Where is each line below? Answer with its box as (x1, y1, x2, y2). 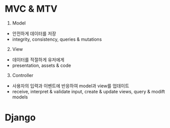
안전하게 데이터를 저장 (12, 30, 57, 36)
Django (5, 112, 36, 123)
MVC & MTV (5, 3, 58, 15)
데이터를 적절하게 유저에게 (12, 57, 65, 63)
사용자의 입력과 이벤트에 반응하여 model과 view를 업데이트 (12, 83, 130, 89)
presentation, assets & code (12, 62, 71, 68)
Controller (12, 72, 34, 78)
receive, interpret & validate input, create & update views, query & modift (12, 88, 165, 94)
